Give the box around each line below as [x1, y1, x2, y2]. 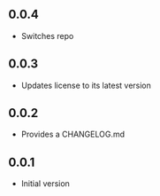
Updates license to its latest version [20, 80, 152, 90]
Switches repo [20, 30, 74, 41]
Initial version [20, 178, 70, 189]
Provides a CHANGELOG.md [20, 129, 126, 140]
